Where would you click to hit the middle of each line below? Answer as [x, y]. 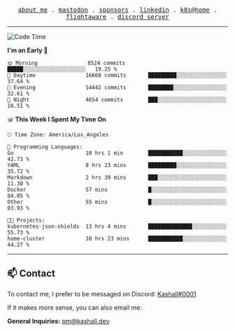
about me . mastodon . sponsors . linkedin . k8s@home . [117, 10]
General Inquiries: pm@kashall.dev [58, 321]
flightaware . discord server [117, 17]
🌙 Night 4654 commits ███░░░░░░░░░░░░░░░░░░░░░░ [117, 100]
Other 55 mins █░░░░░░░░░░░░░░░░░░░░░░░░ [117, 202]
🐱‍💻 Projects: [26, 220]
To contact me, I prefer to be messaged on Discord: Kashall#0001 [102, 294]
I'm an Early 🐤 [28, 50]
